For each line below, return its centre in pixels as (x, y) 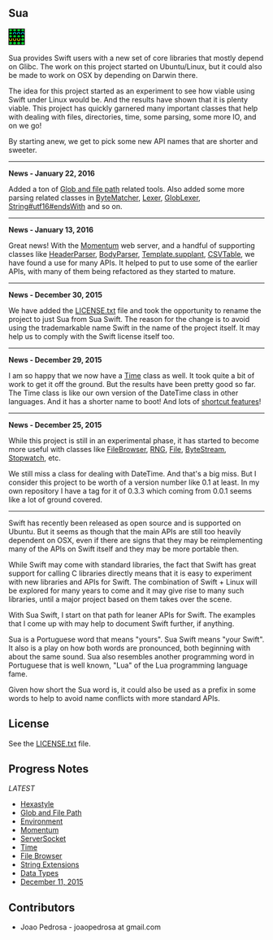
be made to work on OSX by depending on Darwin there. (103, 75)
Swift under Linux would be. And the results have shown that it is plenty (128, 99)
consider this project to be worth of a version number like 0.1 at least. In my (134, 482)
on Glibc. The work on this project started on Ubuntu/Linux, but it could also (135, 66)
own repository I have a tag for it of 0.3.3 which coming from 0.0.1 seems (130, 490)
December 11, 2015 (52, 882)
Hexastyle (37, 804)
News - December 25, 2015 (55, 424)
